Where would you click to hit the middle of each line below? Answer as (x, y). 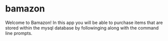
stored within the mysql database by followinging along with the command (82, 27)
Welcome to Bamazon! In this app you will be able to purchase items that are (84, 22)
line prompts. (19, 33)
